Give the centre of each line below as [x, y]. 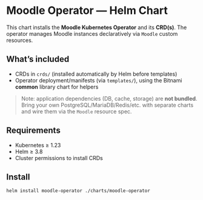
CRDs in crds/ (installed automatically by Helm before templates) [96, 74]
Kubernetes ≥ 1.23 [38, 145]
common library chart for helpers [57, 87]
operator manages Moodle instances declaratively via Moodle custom [92, 33]
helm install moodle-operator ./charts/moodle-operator [78, 191]
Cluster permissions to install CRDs [59, 158]
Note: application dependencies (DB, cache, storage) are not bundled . [109, 98]
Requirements [33, 131]
